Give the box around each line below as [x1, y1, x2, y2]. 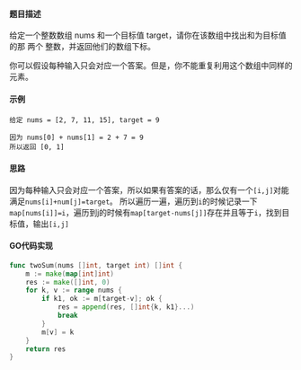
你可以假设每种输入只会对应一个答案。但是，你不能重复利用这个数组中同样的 [9, 60, 293, 71]
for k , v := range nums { [25, 286, 123, 295]
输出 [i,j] [32, 218, 69, 229]
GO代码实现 [9, 241, 54, 251]
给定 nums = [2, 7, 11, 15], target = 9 [9, 116, 160, 125]
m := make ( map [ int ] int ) [25, 269, 115, 278]
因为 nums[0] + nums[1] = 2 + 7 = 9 [9, 133, 144, 143]
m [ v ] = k [41, 328, 75, 337]
